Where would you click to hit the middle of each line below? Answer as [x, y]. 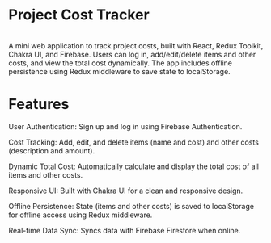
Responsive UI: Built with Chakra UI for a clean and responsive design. [126, 191]
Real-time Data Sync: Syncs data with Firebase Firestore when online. [125, 230]
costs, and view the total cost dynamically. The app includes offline [121, 63]
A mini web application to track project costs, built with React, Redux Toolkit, [136, 45]
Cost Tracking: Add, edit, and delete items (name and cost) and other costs [133, 142]
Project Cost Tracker [79, 15]
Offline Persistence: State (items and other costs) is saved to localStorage [131, 206]
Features [39, 105]
